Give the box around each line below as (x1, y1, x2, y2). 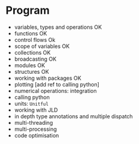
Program (5, 4, 50, 17)
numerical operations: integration (14, 87, 97, 94)
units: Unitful (14, 100, 49, 107)
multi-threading (14, 119, 54, 126)
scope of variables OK (14, 43, 70, 50)
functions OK (14, 29, 48, 37)
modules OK (14, 61, 46, 69)
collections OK (14, 49, 51, 56)
